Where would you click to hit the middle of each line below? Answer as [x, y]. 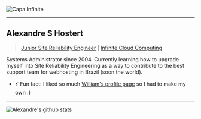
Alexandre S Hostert [45, 34]
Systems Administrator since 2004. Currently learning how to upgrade [93, 59]
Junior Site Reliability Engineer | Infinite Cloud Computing [92, 48]
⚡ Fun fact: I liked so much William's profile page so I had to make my [100, 84]
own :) [23, 92]
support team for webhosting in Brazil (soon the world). [74, 72]
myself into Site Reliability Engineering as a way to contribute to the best [95, 65]
